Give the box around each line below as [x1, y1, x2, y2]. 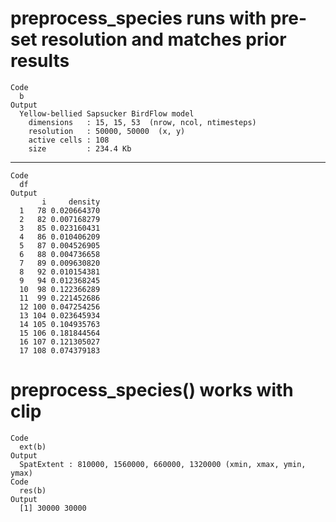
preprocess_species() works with [10, 379, 294, 402]
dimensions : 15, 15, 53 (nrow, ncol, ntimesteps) [28, 117, 257, 127]
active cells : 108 [28, 135, 110, 145]
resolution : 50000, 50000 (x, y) [28, 126, 186, 136]
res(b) [19, 485, 47, 496]
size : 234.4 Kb [28, 143, 132, 154]
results [10, 50, 70, 72]
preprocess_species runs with [10, 7, 267, 30]
